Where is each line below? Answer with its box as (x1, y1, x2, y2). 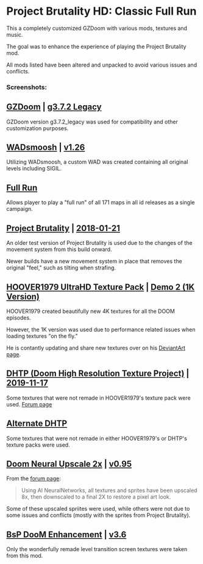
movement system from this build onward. (6, 246, 112, 253)
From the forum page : (6, 475, 61, 482)
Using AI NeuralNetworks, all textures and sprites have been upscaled (21, 487, 198, 494)
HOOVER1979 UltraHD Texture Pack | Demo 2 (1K (6, 282, 195, 292)
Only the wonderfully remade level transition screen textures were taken (6, 546, 188, 553)
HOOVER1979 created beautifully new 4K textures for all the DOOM (6, 307, 175, 315)
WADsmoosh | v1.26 (6, 142, 85, 153)
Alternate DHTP (6, 419, 68, 429)
